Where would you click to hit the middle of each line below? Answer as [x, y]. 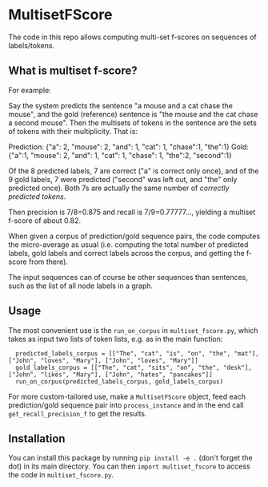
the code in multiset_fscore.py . [61, 475]
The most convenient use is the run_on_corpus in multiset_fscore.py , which [133, 330]
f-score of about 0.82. [45, 220]
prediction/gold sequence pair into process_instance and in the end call [126, 405]
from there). [48, 262]
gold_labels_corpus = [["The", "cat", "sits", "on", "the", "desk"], [134, 367]
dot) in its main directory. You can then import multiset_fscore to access [129, 466]
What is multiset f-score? [73, 71]
